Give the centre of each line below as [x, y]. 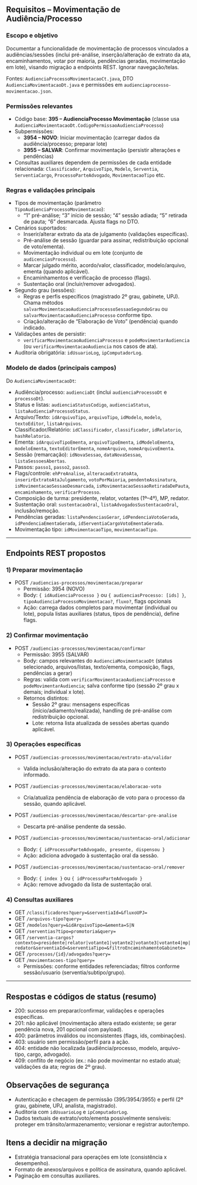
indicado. [35, 328]
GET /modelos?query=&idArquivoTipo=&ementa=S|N [74, 925]
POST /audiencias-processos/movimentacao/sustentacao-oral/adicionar [102, 838]
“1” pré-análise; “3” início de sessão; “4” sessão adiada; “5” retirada [105, 215]
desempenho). [32, 1163]
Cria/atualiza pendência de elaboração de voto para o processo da [104, 797]
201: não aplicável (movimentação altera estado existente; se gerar [96, 1023]
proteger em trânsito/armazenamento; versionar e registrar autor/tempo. [102, 1124]
